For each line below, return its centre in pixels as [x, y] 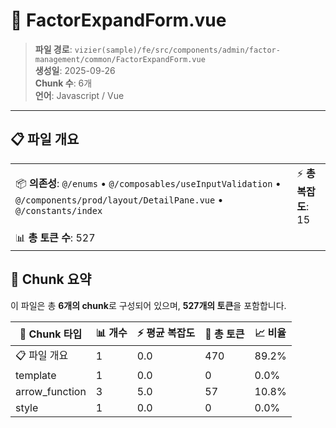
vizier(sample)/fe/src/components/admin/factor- [177, 50]
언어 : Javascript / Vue [79, 95]
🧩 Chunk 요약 [51, 279]
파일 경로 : [53, 49]
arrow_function [51, 391]
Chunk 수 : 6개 [63, 83]
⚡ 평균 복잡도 [166, 332]
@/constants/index [59, 210]
